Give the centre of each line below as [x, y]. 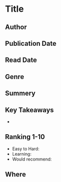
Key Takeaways [30, 110]
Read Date [21, 60]
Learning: [22, 154]
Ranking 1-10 [25, 137]
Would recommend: [32, 159]
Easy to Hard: [26, 149]
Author [16, 27]
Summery [20, 93]
